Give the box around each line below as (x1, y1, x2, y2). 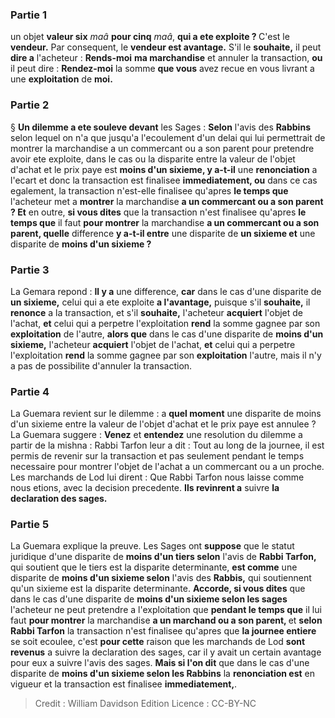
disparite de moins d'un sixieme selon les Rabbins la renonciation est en (10, 668, 315, 680)
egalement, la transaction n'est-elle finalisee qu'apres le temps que (10, 184, 289, 197)
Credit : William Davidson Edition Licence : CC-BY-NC (34, 698, 257, 710)
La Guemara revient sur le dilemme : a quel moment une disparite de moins (10, 408, 322, 420)
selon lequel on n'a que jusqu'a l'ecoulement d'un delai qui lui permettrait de (10, 131, 326, 143)
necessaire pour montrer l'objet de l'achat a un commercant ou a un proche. (10, 461, 325, 473)
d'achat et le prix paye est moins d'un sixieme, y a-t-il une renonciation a (10, 163, 318, 175)
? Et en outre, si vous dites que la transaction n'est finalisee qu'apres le (10, 206, 307, 218)
